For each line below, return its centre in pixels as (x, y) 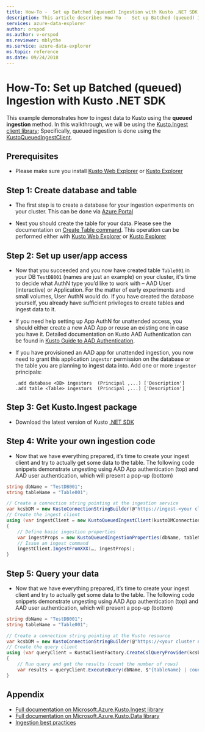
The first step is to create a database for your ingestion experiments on (104, 205)
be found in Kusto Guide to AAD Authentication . (75, 341)
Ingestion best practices (45, 722)
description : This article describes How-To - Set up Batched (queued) (101, 18)
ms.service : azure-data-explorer (49, 46)
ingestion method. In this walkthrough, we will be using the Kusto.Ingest (97, 124)
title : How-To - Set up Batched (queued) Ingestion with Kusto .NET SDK (102, 12)
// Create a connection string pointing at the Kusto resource (88, 636)
